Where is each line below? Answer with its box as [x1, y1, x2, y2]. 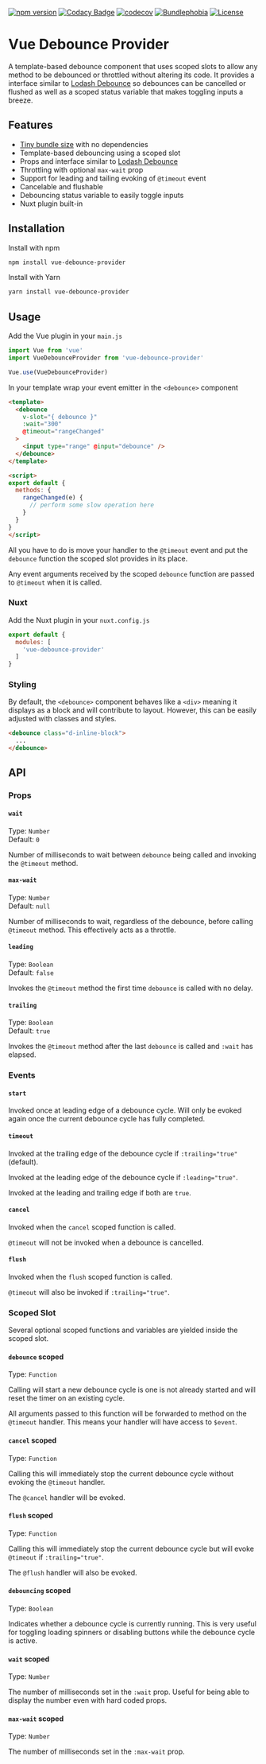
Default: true [8, 1026, 51, 1035]
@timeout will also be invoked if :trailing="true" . [8, 1287, 171, 1296]
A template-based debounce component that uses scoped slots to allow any [8, 61, 258, 71]
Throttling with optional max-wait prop [19, 165, 144, 174]
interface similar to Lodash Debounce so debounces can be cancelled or [8, 78, 246, 87]
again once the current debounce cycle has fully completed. [8, 1114, 206, 1124]
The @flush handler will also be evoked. [8, 1568, 137, 1577]
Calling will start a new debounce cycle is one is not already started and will [8, 1385, 256, 1395]
